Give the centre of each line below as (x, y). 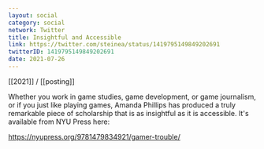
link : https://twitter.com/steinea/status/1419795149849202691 (114, 45)
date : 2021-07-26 (37, 60)
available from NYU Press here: (59, 122)
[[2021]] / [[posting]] (41, 81)
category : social (37, 23)
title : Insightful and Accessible (65, 37)
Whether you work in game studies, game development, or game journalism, (132, 96)
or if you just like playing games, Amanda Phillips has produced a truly (122, 105)
